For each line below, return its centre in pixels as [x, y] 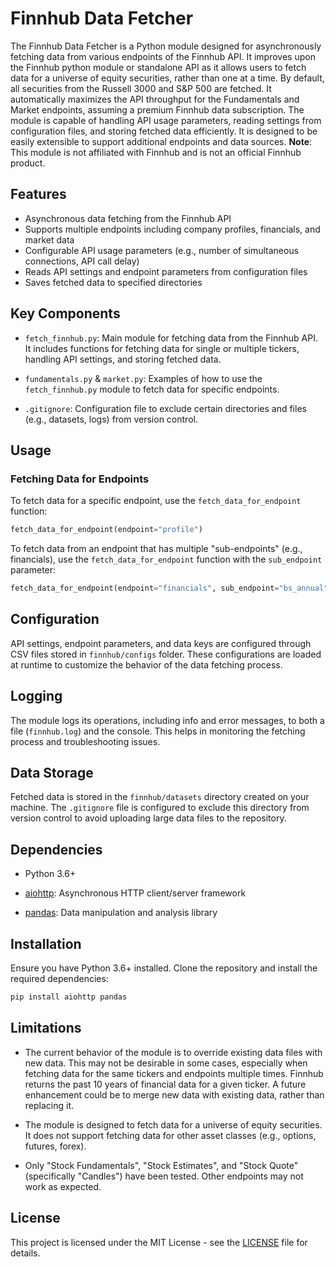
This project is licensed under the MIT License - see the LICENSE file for [159, 1242]
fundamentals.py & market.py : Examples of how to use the [143, 378]
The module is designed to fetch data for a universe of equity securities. [173, 1124]
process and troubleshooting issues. [85, 741]
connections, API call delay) [82, 261]
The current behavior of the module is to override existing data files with [173, 1052]
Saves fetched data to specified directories [113, 282]
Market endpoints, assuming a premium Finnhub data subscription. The [157, 109]
